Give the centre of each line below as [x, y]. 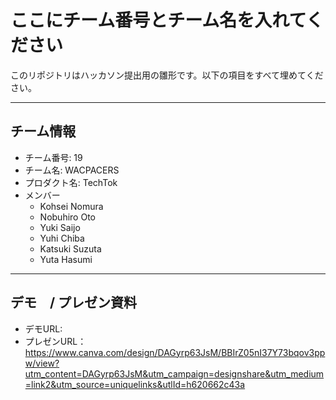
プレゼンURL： [55, 341]
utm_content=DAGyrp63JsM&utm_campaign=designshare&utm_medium [174, 373]
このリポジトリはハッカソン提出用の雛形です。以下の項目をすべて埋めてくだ [167, 75]
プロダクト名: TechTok [71, 182]
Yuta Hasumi [66, 259]
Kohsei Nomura [71, 206]
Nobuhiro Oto [67, 217]
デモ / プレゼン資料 [74, 302]
